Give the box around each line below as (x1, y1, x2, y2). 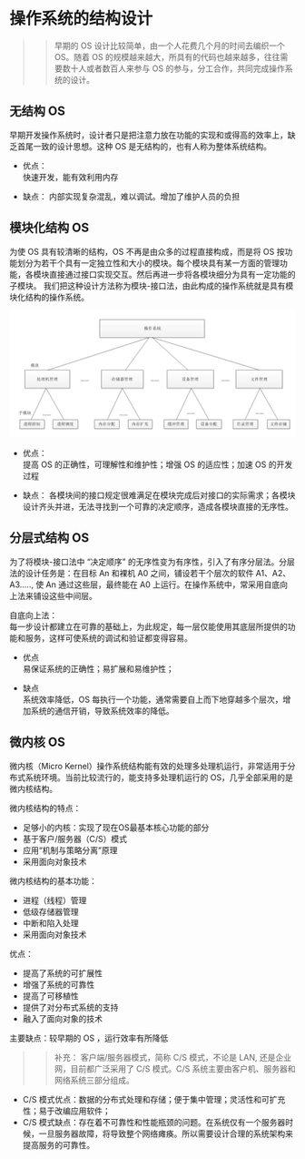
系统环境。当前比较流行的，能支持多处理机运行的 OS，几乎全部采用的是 (25, 771, 293, 783)
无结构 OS (9, 104, 65, 119)
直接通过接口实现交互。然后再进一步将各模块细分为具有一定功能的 (48, 269, 296, 280)
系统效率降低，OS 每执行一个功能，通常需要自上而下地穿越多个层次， (22, 694, 283, 705)
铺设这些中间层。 (33, 590, 97, 601)
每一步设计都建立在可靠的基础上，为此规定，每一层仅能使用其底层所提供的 (9, 621, 288, 632)
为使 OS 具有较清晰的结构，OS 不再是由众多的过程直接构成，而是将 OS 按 (9, 246, 285, 257)
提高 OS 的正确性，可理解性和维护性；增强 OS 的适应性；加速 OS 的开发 (22, 459, 293, 470)
